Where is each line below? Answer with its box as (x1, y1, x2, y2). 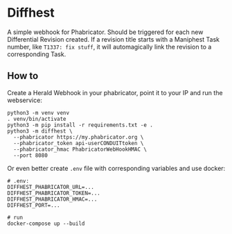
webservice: (7, 96, 43, 104)
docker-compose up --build (7, 220, 85, 227)
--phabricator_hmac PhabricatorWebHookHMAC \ (13, 146, 148, 153)
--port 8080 (13, 151, 48, 159)
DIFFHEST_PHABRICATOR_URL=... (7, 183, 95, 190)
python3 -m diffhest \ (7, 127, 73, 135)
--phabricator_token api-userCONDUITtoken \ (13, 140, 144, 147)
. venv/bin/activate (7, 115, 67, 122)
